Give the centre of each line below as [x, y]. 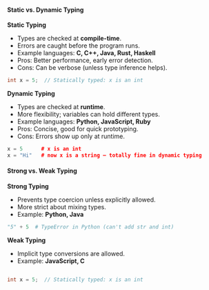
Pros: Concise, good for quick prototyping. [78, 129]
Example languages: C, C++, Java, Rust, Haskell [86, 53]
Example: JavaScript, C [51, 261]
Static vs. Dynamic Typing [46, 10]
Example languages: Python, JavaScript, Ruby [84, 122]
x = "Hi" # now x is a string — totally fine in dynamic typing [104, 155]
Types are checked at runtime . [61, 107]
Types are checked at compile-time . [69, 39]
